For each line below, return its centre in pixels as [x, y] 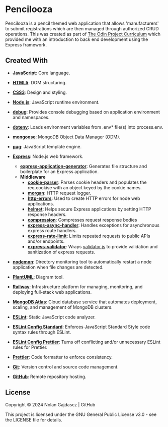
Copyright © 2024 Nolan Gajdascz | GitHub [50, 404]
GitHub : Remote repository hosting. [49, 377]
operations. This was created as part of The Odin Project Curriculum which [83, 34]
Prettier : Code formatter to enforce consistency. [63, 357]
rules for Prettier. [30, 347]
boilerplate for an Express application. [59, 171]
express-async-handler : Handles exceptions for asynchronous [94, 225]
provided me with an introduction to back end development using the [77, 39]
